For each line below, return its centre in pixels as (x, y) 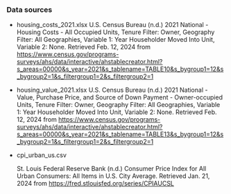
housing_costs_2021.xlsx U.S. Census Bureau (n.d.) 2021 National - (112, 25)
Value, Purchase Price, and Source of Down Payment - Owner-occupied (120, 97)
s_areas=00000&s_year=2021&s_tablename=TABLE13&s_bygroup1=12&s (120, 134)
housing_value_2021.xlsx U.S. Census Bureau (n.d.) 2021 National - (112, 90)
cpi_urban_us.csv (42, 155)
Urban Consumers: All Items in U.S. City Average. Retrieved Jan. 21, (113, 176)
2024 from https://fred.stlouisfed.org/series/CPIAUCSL (95, 184)
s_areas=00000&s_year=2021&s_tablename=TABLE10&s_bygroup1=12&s (120, 69)
